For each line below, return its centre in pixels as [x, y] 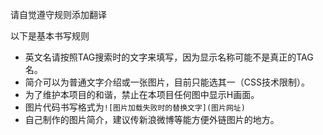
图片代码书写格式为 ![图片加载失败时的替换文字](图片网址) [135, 107]
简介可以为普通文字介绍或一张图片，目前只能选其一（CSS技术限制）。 [167, 82]
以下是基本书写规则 [50, 36]
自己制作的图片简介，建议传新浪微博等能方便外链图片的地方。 [152, 119]
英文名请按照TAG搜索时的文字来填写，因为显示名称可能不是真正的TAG [169, 57]
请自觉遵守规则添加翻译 [58, 14]
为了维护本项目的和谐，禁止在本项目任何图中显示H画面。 [142, 94]
